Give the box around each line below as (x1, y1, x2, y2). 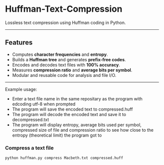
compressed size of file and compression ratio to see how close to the (12, 127, 154, 133)
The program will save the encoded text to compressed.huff (12, 106, 133, 112)
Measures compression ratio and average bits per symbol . (12, 67, 133, 73)
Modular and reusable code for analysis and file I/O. (12, 72, 117, 78)
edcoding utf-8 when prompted (12, 101, 76, 107)
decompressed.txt (12, 117, 49, 122)
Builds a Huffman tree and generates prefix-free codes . (12, 56, 126, 62)
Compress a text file (5, 144, 54, 151)
